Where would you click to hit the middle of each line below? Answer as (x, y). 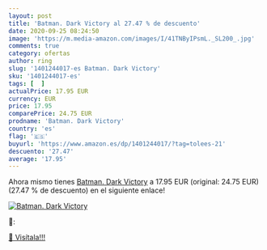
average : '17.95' (38, 159)
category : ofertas (39, 53)
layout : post (30, 16)
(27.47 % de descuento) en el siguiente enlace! (87, 190)
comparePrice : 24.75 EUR (50, 114)
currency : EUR (32, 99)
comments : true (34, 46)
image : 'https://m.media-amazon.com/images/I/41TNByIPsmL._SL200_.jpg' (131, 38)
